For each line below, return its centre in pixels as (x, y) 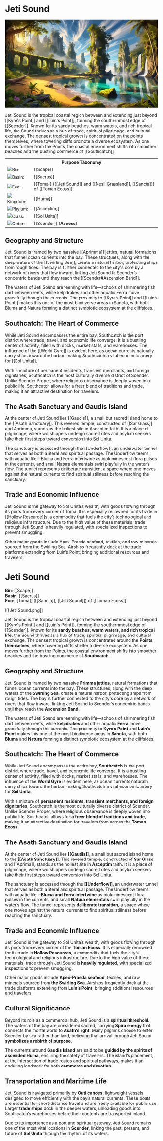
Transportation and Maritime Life (56, 1081)
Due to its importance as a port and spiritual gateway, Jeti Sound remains (78, 1123)
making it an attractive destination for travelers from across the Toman (76, 822)
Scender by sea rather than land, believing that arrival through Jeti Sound (78, 1035)
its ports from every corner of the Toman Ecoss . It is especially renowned (79, 948)
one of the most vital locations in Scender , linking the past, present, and (77, 1128)
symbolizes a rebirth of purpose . (39, 1041)
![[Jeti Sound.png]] (24, 610)
